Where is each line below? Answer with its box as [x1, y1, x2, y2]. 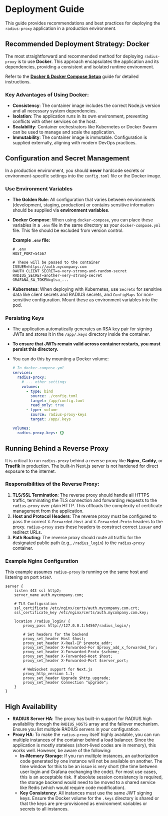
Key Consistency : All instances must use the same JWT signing [19, 790, 152, 796]
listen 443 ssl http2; [14, 588, 61, 593]
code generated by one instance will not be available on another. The [19, 758, 162, 764]
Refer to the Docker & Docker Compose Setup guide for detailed [5, 73, 139, 79]
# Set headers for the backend [23, 632, 88, 637]
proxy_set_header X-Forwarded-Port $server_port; [23, 658, 128, 663]
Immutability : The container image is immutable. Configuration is [12, 134, 147, 140]
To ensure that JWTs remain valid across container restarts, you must [12, 341, 161, 347]
